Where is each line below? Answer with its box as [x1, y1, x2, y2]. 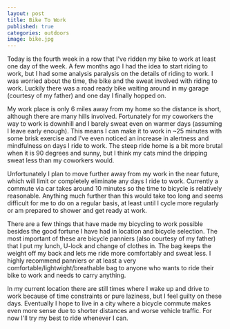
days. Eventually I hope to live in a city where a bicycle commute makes [7, 299, 211, 308]
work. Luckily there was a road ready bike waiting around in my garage [7, 84, 209, 93]
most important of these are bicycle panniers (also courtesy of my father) [7, 234, 216, 243]
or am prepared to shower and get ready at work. [7, 207, 147, 215]
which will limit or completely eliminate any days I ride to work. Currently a [7, 177, 219, 185]
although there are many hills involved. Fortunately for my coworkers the [7, 112, 213, 121]
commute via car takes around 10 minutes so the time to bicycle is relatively [7, 185, 222, 193]
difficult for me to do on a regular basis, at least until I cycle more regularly [7, 199, 219, 207]
